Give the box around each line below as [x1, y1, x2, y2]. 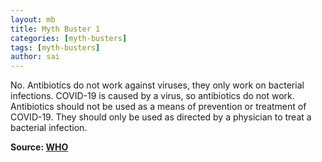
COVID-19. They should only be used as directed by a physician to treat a [10, 111, 312, 123]
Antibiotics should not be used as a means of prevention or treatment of [10, 101, 307, 113]
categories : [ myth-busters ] [10, 33, 128, 43]
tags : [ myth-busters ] [10, 42, 101, 53]
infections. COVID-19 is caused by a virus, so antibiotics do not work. [10, 90, 295, 102]
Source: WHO [10, 141, 69, 153]
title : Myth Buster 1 [10, 24, 101, 34]
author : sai [10, 52, 60, 62]
